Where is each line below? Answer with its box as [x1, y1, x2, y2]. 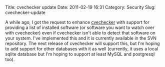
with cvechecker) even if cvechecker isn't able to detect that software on [5, 30, 156, 35]
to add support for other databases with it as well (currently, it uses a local [5, 46, 158, 51]
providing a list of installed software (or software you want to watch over [5, 24, 154, 30]
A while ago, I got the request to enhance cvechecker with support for [5, 19, 149, 25]
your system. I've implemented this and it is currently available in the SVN [5, 35, 156, 41]
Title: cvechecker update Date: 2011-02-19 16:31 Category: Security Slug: [5, 4, 156, 10]
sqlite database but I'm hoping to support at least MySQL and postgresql [5, 51, 155, 57]
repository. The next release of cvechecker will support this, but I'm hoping [5, 40, 160, 46]
